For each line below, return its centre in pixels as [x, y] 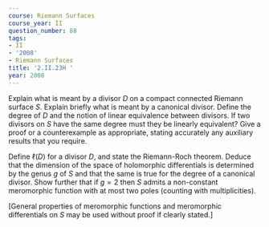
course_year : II [35, 23]
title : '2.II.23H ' [41, 68]
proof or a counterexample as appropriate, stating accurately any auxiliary [131, 132]
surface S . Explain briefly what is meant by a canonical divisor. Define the [130, 107]
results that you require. [48, 140]
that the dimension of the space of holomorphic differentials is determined [131, 164]
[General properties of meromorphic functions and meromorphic [115, 206]
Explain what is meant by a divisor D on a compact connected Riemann [126, 98]
